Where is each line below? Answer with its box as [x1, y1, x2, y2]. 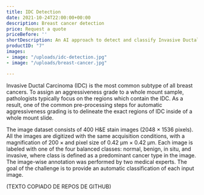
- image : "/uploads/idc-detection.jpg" [6, 54, 107, 60]
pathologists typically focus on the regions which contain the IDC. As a [6, 95, 183, 102]
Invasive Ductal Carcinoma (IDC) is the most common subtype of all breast [6, 81, 193, 89]
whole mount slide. [6, 114, 54, 121]
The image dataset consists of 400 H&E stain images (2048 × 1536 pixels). [6, 126, 194, 133]
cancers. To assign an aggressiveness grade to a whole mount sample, [6, 88, 184, 95]
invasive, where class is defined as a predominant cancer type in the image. [6, 151, 196, 159]
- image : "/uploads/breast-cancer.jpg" [6, 60, 107, 66]
